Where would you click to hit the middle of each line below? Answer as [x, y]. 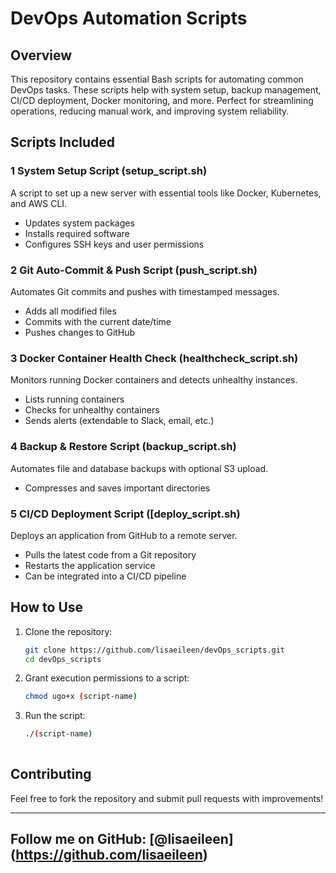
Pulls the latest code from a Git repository [110, 554]
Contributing [51, 774]
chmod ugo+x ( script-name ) [81, 697]
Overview [41, 55]
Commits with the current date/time [98, 321]
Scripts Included [63, 142]
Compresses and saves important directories [117, 488]
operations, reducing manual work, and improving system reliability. [150, 111]
